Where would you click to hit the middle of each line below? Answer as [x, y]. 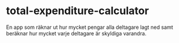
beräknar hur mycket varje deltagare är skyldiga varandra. [76, 33]
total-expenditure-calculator [77, 11]
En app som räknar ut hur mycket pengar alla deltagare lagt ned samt [89, 27]
